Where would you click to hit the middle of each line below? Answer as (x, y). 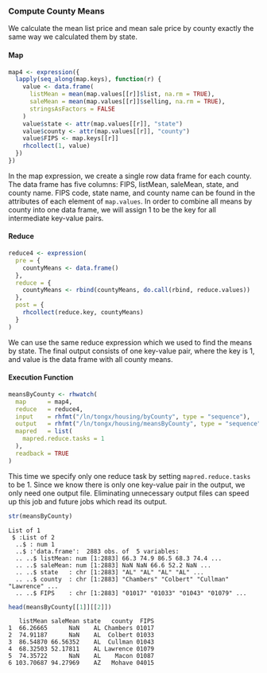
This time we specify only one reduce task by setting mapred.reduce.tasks (130, 476)
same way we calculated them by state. (73, 37)
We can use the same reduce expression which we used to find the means (130, 342)
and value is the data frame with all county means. (91, 359)
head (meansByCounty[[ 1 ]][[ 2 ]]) (60, 607)
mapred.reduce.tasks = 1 (64, 439)
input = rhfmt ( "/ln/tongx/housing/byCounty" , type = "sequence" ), (133, 416)
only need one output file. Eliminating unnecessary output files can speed (129, 493)
